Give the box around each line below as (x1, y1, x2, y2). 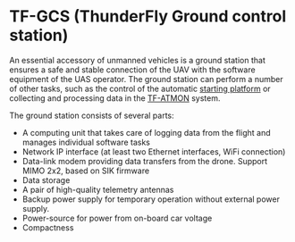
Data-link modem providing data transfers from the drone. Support (21, 155, 268, 166)
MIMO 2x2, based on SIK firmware (21, 165, 150, 176)
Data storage (21, 174, 71, 185)
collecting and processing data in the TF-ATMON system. (9, 92, 221, 104)
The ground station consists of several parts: (9, 110, 174, 121)
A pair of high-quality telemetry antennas (21, 184, 174, 195)
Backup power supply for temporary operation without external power (21, 194, 280, 204)
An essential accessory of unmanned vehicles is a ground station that (9, 54, 265, 65)
